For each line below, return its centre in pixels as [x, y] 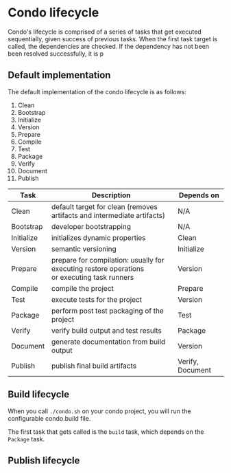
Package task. [26, 439]
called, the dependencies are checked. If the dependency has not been [109, 46]
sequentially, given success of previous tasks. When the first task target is [113, 38]
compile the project [82, 288]
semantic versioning [84, 249]
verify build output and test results [106, 330]
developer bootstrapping [91, 226]
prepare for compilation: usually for [108, 260]
